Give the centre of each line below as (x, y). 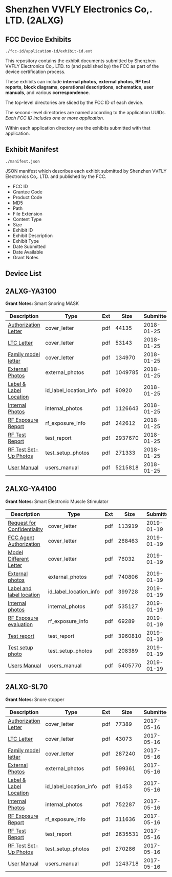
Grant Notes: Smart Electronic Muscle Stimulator (57, 501)
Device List (24, 274)
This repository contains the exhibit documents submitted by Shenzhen (81, 61)
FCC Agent (21, 538)
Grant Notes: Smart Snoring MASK (42, 303)
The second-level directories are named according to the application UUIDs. (86, 112)
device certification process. (35, 71)
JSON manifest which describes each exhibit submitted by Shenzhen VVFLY (86, 171)
